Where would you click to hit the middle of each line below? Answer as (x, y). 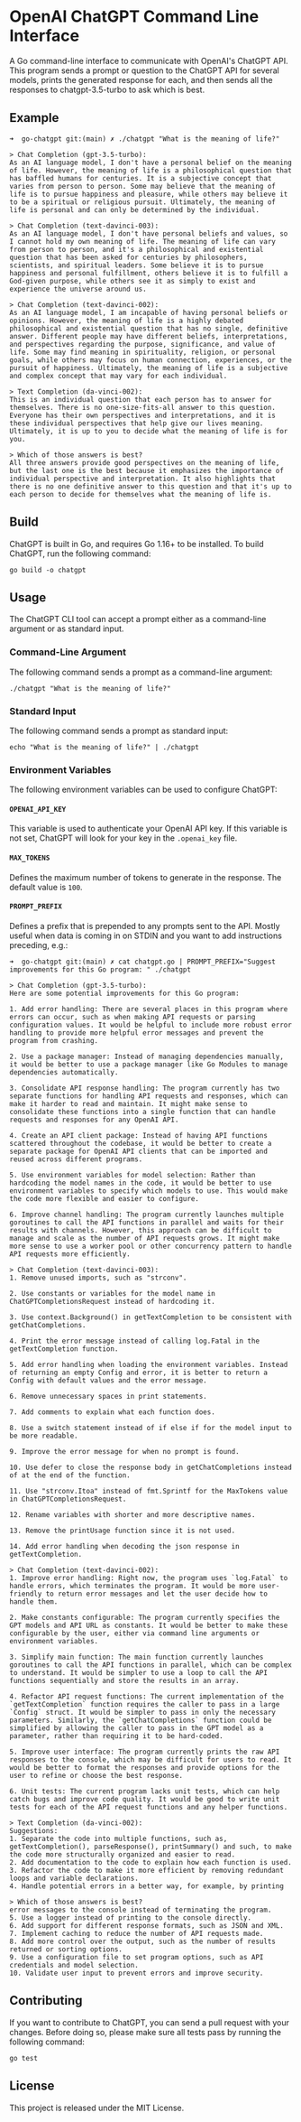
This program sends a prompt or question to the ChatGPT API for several (144, 70)
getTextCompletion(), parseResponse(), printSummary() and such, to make (151, 1847)
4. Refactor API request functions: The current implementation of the (146, 1696)
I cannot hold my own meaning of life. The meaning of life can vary (143, 241)
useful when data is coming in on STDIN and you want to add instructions (146, 935)
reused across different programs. (76, 1159)
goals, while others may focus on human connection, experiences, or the (151, 360)
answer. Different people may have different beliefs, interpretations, (149, 336)
